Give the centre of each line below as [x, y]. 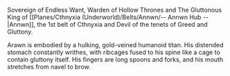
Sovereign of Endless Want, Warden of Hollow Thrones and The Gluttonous [115, 10]
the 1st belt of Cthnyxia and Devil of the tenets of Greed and [122, 24]
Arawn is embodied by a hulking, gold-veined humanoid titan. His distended [115, 45]
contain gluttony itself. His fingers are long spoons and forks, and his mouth [115, 60]
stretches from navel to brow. [49, 67]
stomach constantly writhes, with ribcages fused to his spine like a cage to [114, 52]
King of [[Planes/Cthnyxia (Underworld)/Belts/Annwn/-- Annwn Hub [104, 17]
